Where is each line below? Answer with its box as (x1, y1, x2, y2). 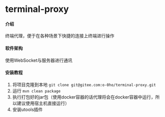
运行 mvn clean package (12, 88, 61, 94)
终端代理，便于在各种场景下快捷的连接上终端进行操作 (5, 33, 115, 39)
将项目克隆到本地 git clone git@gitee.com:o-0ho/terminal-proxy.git (12, 81, 156, 88)
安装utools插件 (12, 106, 43, 113)
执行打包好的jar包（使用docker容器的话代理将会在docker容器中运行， (12, 94, 156, 100)
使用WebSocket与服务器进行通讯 (5, 57, 73, 63)
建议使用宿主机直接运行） (16, 100, 70, 106)
